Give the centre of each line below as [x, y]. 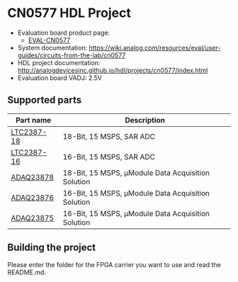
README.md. [27, 272]
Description [145, 120]
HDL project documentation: [59, 62]
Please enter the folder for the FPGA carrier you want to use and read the [114, 264]
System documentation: [52, 47]
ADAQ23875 [33, 218]
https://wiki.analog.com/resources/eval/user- [154, 47]
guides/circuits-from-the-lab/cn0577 [72, 55]
